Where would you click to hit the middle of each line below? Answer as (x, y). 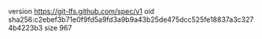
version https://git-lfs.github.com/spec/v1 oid (81, 11)
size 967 (58, 28)
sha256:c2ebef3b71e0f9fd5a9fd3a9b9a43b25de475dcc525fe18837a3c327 (131, 19)
